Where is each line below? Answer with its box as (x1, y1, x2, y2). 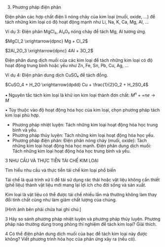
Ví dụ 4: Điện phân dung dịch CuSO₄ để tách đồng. (5, 72, 108, 78)
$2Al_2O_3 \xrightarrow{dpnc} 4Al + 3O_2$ (5, 48, 94, 53)
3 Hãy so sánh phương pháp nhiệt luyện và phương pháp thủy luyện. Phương (5, 216, 161, 222)
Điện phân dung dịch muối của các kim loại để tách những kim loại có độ (5, 57, 153, 63)
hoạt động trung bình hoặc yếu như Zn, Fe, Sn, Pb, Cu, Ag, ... (5, 63, 129, 68)
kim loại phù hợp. (5, 112, 40, 118)
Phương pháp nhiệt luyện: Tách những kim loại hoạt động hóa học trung (12, 122, 158, 127)
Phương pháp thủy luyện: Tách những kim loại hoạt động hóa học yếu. (12, 132, 155, 138)
